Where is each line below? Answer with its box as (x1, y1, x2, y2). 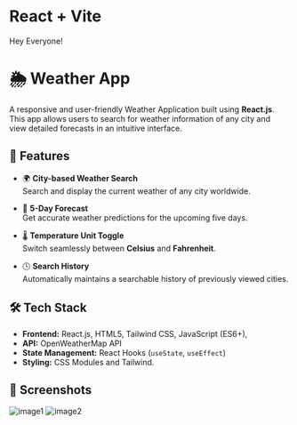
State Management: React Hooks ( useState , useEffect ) (21, 347, 227, 357)
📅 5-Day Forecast (21, 203, 89, 213)
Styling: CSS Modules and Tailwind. (21, 357, 155, 367)
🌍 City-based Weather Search (21, 172, 139, 183)
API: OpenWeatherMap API (21, 338, 123, 349)
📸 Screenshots (9, 382, 92, 397)
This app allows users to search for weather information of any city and (9, 113, 271, 124)
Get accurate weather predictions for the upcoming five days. (21, 212, 248, 223)
